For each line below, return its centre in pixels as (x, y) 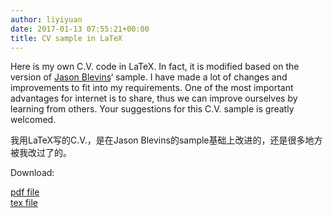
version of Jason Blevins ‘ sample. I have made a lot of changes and (149, 77)
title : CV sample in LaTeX (66, 38)
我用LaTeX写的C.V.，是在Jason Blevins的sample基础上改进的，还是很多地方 (166, 140)
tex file (24, 203)
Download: (32, 173)
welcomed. (33, 120)
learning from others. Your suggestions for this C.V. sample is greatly (152, 109)
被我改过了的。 (41, 153)
